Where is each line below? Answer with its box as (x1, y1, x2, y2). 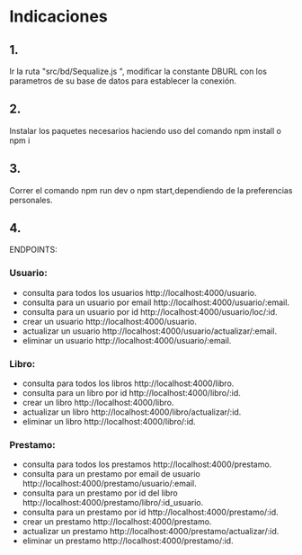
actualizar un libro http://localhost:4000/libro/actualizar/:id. (22, 407, 242, 417)
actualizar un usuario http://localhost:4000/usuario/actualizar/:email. (22, 326, 277, 336)
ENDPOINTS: (9, 245, 58, 255)
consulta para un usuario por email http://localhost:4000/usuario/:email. (22, 297, 290, 308)
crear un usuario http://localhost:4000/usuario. (22, 316, 198, 327)
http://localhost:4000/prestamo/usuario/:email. (22, 479, 197, 489)
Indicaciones (9, 6, 108, 27)
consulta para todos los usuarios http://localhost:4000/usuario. (22, 287, 257, 298)
